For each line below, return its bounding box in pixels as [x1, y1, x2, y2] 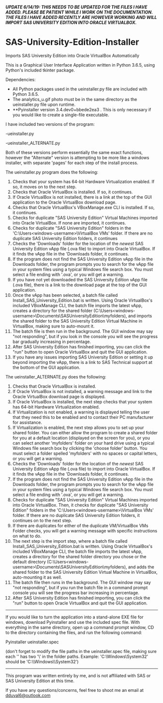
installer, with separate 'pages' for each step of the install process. [5, 160, 138, 166]
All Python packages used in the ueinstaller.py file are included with [12, 86, 148, 92]
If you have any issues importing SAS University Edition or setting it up [12, 354, 153, 360]
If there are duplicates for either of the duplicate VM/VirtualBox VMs [12, 522, 148, 529]
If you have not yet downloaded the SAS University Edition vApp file [12, 276, 148, 282]
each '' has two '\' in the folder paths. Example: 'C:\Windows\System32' [5, 653, 148, 659]
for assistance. [12, 419, 43, 425]
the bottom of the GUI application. [12, 364, 80, 370]
